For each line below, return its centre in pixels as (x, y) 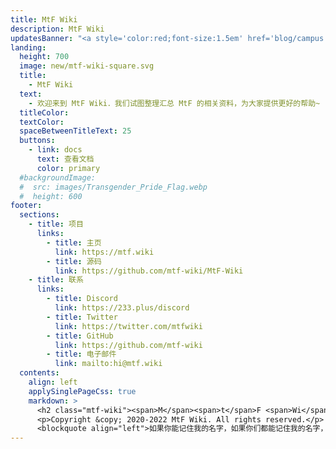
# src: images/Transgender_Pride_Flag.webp (113, 187)
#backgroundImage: (58, 177)
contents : (39, 373)
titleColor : (44, 112)
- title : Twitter (82, 317)
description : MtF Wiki (57, 29)
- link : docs (55, 150)
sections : (39, 215)
